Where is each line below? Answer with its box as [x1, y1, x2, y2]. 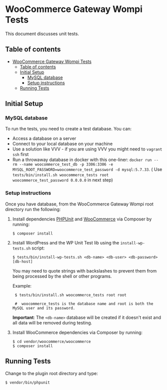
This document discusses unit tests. [5, 30, 79, 36]
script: [31, 245, 45, 251]
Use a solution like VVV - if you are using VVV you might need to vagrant [12, 146, 163, 152]
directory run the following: [5, 206, 61, 212]
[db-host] [12, 259, 33, 264]
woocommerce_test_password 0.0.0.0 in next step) [12, 177, 113, 183]
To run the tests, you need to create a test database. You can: [5, 126, 132, 132]
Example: [12, 282, 32, 288]
